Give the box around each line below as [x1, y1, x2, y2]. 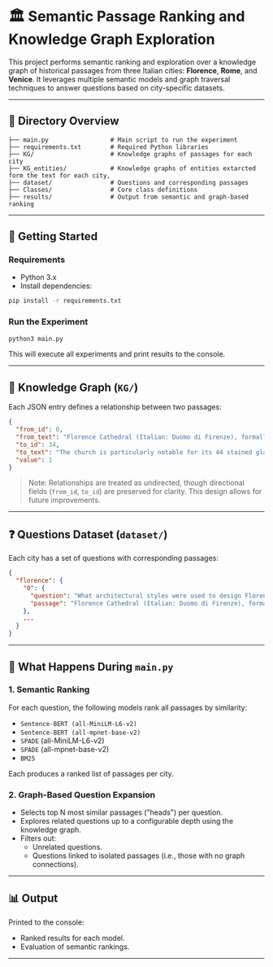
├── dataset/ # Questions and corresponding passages [8, 178, 249, 186]
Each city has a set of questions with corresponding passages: [8, 554, 219, 563]
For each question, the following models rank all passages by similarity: [8, 702, 248, 712]
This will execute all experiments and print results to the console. [8, 349, 226, 359]
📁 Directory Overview [8, 114, 119, 128]
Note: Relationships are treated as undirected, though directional [28, 478, 245, 488]
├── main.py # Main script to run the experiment [8, 136, 238, 144]
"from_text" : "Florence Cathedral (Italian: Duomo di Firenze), [15, 433, 238, 441]
